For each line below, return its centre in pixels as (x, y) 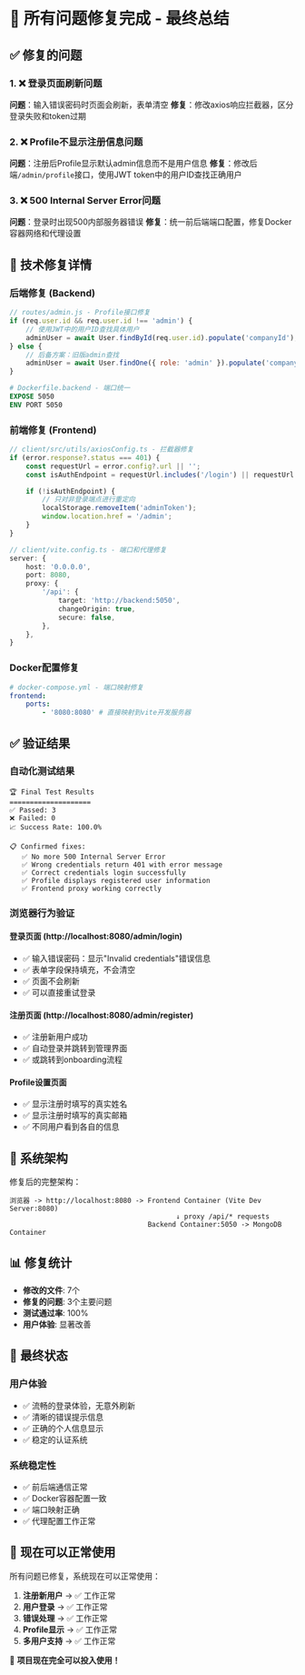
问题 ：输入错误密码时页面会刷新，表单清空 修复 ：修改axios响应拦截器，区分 (152, 105)
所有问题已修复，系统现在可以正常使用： (85, 1576)
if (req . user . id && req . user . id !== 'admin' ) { (101, 321)
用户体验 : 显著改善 (57, 1324)
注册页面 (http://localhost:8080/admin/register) (102, 1015)
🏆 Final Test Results (52, 792)
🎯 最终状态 (39, 1356)
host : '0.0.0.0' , (59, 567)
